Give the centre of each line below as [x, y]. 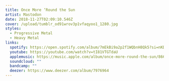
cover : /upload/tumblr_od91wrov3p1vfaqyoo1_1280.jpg [62, 24]
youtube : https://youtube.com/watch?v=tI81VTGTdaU [64, 52]
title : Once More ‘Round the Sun [40, 10]
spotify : [19, 47]
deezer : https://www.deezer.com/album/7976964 [59, 71]
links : [12, 43]
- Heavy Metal [24, 38]
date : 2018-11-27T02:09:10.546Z [39, 19]
